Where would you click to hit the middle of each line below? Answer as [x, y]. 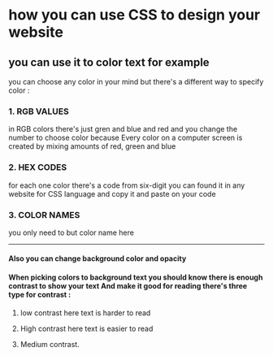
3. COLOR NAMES [44, 215]
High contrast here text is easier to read [87, 328]
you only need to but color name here [71, 232]
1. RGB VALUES [39, 111]
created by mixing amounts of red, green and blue [92, 146]
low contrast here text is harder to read [85, 313]
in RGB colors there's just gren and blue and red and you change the [123, 129]
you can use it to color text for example [109, 62]
